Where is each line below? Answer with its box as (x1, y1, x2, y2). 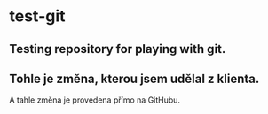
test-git (9, 6, 66, 27)
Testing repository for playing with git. (9, 42, 226, 57)
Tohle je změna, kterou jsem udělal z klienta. (9, 71, 260, 86)
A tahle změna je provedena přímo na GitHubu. (9, 95, 180, 105)
